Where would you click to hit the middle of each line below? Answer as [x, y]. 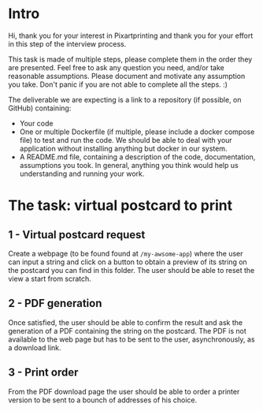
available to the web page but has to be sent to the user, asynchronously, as [131, 339]
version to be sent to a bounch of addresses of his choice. [103, 400]
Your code [36, 123]
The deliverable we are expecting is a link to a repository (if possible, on [125, 99]
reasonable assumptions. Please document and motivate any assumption [127, 76]
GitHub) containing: [40, 108]
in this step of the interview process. [67, 43]
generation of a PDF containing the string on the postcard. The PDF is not [127, 331]
